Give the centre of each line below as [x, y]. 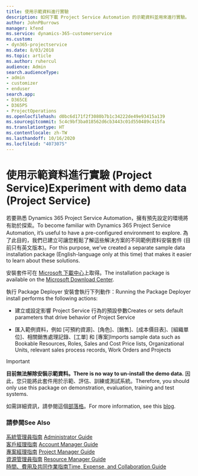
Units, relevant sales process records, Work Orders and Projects [93, 350]
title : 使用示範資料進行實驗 [38, 12]
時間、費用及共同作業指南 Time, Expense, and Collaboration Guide [86, 467]
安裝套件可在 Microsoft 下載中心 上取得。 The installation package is [88, 273]
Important [18, 361]
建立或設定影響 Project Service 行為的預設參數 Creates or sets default [99, 310]
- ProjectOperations [32, 111]
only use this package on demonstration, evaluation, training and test [90, 387]
